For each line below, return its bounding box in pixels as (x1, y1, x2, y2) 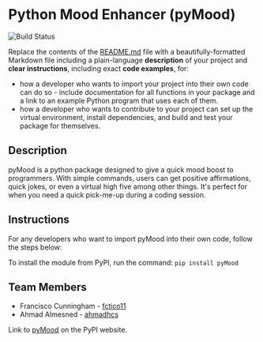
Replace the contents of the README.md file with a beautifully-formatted (8, 47, 246, 56)
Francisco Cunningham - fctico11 (19, 302, 126, 311)
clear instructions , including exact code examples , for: (8, 63, 190, 73)
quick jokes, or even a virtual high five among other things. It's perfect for (8, 182, 247, 191)
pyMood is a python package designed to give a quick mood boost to (8, 164, 235, 175)
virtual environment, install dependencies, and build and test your (19, 112, 233, 122)
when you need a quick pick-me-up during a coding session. (8, 190, 206, 199)
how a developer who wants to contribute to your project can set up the (19, 104, 254, 114)
